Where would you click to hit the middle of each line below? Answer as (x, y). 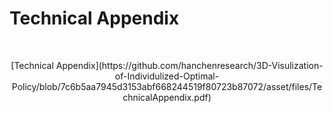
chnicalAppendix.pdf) (167, 97)
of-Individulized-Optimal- (167, 76)
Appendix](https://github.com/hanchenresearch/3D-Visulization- (189, 65)
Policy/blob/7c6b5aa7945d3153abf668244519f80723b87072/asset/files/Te (167, 86)
